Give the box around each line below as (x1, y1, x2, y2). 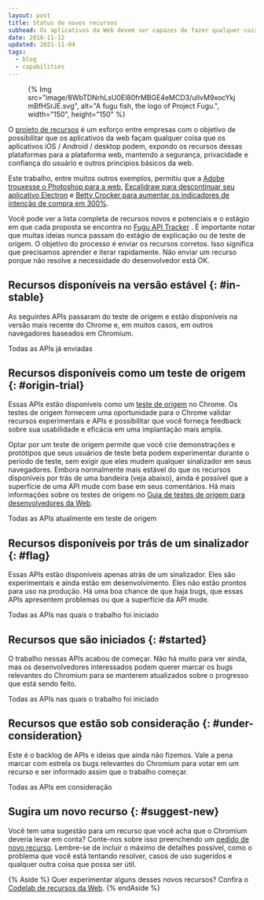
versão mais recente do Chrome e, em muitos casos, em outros (8, 320, 214, 329)
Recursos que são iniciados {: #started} (8, 633, 207, 646)
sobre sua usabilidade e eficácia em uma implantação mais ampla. (8, 424, 223, 434)
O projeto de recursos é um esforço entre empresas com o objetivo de (8, 124, 236, 134)
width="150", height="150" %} (27, 109, 126, 119)
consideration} (8, 729, 83, 743)
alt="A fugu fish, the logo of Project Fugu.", (80, 101, 220, 110)
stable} (8, 291, 45, 304)
